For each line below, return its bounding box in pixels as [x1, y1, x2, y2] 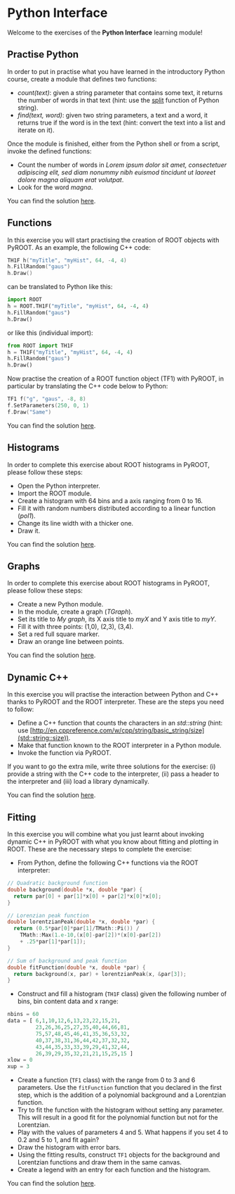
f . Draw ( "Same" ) [7, 408, 52, 416]
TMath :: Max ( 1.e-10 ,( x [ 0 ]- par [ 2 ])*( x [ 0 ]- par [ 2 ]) [20, 932, 162, 939]
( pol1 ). [17, 512, 36, 520]
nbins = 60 [7, 1011, 39, 1018]
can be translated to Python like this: [7, 283, 113, 291]
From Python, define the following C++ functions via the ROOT [17, 858, 199, 867]
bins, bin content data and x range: [17, 997, 119, 1005]
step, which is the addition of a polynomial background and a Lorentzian [17, 1091, 227, 1099]
